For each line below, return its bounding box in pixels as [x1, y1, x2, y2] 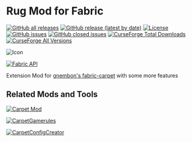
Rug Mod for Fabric [6, 4, 104, 18]
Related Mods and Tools [6, 89, 98, 100]
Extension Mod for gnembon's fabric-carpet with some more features [6, 72, 178, 79]
